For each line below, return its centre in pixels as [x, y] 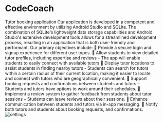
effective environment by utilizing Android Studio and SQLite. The [71, 27]
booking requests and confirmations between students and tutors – [72, 83]
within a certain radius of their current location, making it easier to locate [78, 73]
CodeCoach [30, 8]
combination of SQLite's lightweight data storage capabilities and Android [79, 32]
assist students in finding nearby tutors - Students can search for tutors [77, 68]
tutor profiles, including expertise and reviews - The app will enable [72, 58]
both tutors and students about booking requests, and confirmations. [74, 109]
